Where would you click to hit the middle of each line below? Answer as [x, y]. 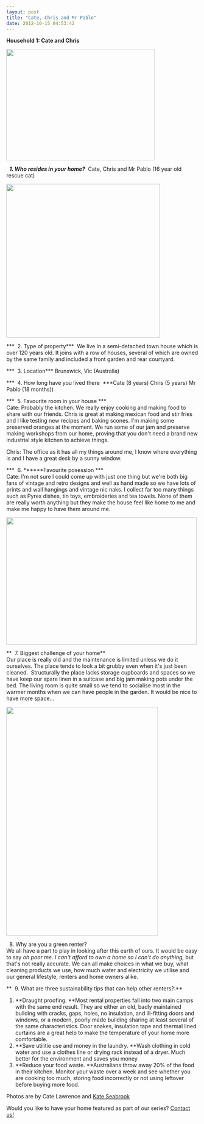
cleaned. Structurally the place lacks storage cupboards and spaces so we [101, 673]
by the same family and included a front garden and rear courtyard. [91, 359]
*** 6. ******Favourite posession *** [55, 470]
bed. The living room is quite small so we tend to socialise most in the [93, 685]
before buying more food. [47, 1085]
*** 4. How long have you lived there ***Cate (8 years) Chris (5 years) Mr [101, 383]
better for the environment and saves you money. [77, 1059]
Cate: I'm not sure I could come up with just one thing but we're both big [97, 477]
